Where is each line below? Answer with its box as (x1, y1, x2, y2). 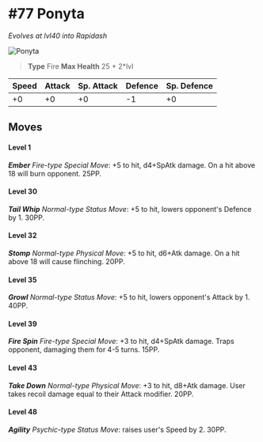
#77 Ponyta (8, 5, 85, 23)
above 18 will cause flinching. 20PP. (8, 256, 125, 266)
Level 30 (8, 187, 38, 196)
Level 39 (8, 319, 37, 328)
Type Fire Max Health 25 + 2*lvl (27, 61, 134, 71)
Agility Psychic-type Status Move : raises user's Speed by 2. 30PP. (8, 425, 227, 434)
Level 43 (8, 363, 38, 372)
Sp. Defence (166, 80, 214, 91)
